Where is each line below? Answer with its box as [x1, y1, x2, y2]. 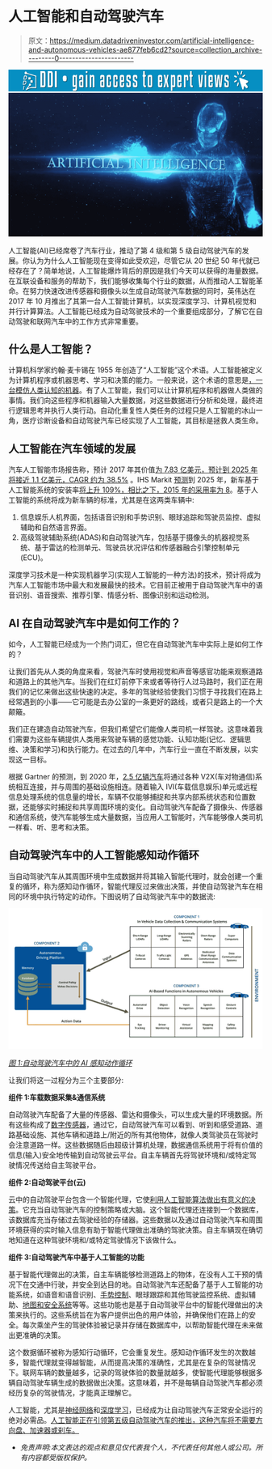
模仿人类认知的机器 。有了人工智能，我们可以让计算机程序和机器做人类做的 [15, 385, 263, 395]
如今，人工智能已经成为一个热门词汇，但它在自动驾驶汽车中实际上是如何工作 [8, 639, 263, 649]
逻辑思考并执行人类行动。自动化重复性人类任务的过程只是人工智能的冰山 [15, 405, 256, 415]
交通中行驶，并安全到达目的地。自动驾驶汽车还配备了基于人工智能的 [29, 1280, 256, 1289]
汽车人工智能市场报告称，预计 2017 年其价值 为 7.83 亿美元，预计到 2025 [8, 465, 249, 474]
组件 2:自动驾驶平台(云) [8, 1177, 86, 1187]
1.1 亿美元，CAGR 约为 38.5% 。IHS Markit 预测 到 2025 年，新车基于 [31, 475, 260, 485]
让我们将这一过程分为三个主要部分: [8, 1075, 124, 1085]
